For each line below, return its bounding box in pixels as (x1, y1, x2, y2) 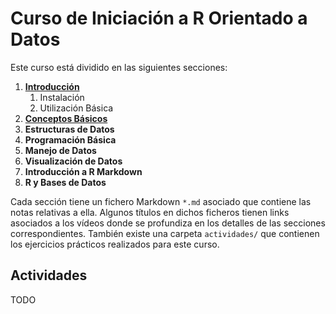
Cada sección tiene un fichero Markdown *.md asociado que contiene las (10, 195, 312, 207)
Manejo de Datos (24, 144, 97, 156)
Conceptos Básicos (24, 112, 108, 124)
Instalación (39, 91, 85, 103)
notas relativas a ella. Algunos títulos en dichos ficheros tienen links (10, 206, 290, 218)
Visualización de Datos (24, 155, 123, 167)
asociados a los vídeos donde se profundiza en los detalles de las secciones (10, 217, 326, 229)
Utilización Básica (39, 102, 114, 114)
